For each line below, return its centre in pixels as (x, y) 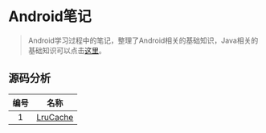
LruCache (55, 117)
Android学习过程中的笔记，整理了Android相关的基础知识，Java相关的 (143, 40)
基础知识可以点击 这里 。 (67, 50)
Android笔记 (50, 17)
